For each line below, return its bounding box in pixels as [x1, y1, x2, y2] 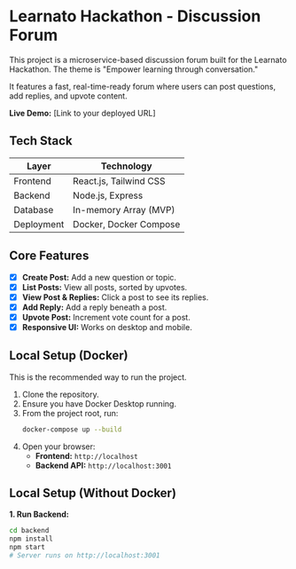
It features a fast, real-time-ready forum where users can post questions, [9, 81, 277, 91]
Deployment [13, 217, 65, 230]
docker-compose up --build [21, 424, 122, 434]
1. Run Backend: [9, 509, 69, 520]
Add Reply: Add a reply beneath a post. [21, 302, 167, 312]
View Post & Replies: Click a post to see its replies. [21, 291, 209, 303]
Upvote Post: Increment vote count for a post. [21, 312, 191, 322]
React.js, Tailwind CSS [72, 175, 166, 187]
